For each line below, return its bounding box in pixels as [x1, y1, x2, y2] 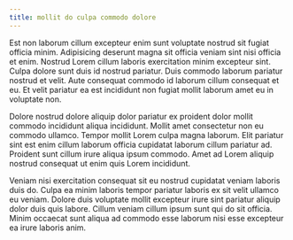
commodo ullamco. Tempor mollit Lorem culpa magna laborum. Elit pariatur [9, 129, 284, 140]
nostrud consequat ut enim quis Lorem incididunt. [9, 158, 190, 168]
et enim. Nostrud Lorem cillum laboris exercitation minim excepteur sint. [9, 56, 272, 66]
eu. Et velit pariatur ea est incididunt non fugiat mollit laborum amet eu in [9, 84, 274, 95]
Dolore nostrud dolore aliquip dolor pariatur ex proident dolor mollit [9, 111, 254, 121]
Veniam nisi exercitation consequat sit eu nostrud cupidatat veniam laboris [9, 174, 281, 186]
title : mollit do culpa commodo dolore [9, 12, 157, 22]
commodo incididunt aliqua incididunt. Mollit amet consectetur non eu [9, 120, 264, 131]
